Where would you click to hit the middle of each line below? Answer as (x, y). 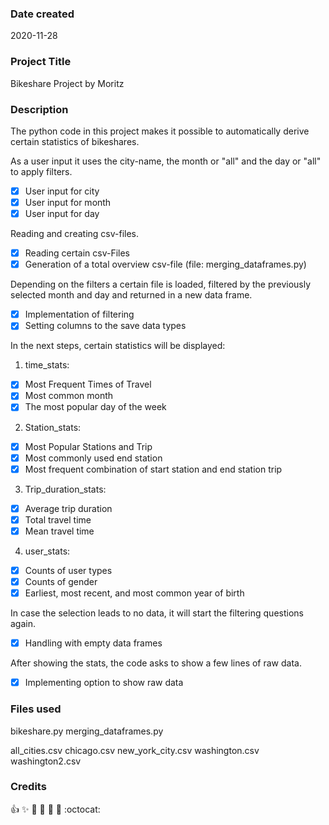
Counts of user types (68, 570)
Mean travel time (59, 531)
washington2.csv (46, 761)
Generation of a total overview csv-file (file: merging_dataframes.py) (165, 264)
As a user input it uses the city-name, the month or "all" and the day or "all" (166, 161)
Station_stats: (53, 427)
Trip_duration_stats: (65, 489)
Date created (42, 14)
